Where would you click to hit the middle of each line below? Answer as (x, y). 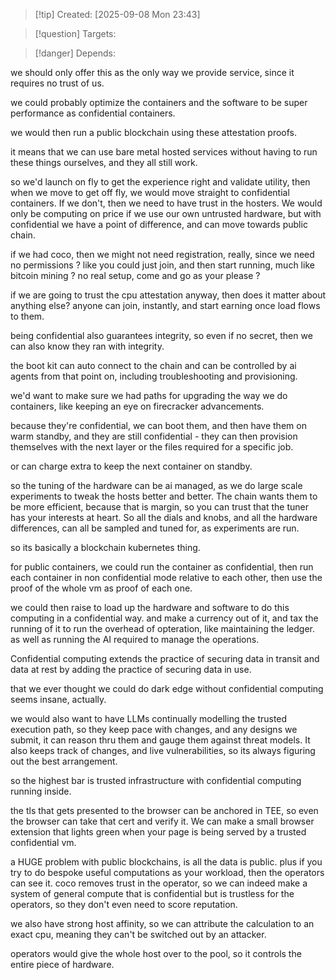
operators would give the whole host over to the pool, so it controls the (156, 953)
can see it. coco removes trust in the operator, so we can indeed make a (159, 883)
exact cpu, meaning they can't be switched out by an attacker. (138, 934)
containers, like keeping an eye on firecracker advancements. (137, 406)
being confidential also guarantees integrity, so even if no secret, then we (161, 335)
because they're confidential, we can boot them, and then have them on (158, 425)
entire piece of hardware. (62, 964)
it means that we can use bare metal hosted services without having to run (164, 152)
